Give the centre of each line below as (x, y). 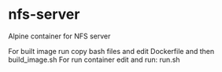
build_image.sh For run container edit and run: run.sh (94, 59)
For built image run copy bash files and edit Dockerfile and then (111, 51)
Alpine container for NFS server (59, 36)
